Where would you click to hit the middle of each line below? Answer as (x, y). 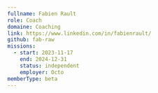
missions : (22, 46)
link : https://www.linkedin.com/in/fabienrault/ (79, 33)
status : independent (50, 66)
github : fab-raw (31, 40)
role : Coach (24, 20)
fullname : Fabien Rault (42, 14)
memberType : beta (33, 79)
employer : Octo (42, 72)
